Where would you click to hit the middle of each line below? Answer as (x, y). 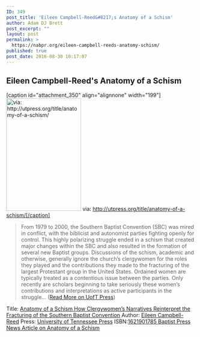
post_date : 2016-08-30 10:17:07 (47, 56)
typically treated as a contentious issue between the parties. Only (102, 278)
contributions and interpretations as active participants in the (96, 291)
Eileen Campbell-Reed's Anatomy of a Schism (94, 81)
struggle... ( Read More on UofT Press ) (68, 297)
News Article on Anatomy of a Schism (53, 328)
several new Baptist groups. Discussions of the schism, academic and (107, 252)
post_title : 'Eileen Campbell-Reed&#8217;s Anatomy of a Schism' (89, 17)
